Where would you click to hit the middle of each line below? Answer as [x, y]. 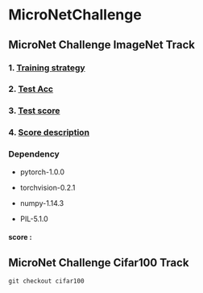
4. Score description [49, 132]
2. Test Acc [31, 89]
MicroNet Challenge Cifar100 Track [99, 263]
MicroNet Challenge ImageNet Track [102, 45]
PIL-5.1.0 [34, 219]
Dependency [34, 154]
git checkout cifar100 [46, 281]
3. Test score [34, 111]
